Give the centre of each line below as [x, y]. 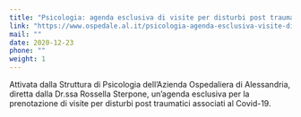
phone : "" [28, 51]
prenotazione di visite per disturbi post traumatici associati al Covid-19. [140, 103]
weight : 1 [28, 59]
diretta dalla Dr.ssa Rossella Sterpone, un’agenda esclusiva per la [129, 94]
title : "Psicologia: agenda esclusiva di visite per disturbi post [138, 17]
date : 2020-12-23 [42, 42]
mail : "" [26, 34]
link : [19, 26]
